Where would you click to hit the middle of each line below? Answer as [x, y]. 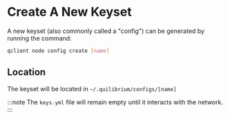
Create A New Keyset [70, 12]
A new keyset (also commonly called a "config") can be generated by [106, 31]
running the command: [39, 38]
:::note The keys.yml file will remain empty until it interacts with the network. [115, 102]
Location [27, 72]
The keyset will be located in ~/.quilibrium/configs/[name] [92, 88]
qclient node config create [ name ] [58, 51]
